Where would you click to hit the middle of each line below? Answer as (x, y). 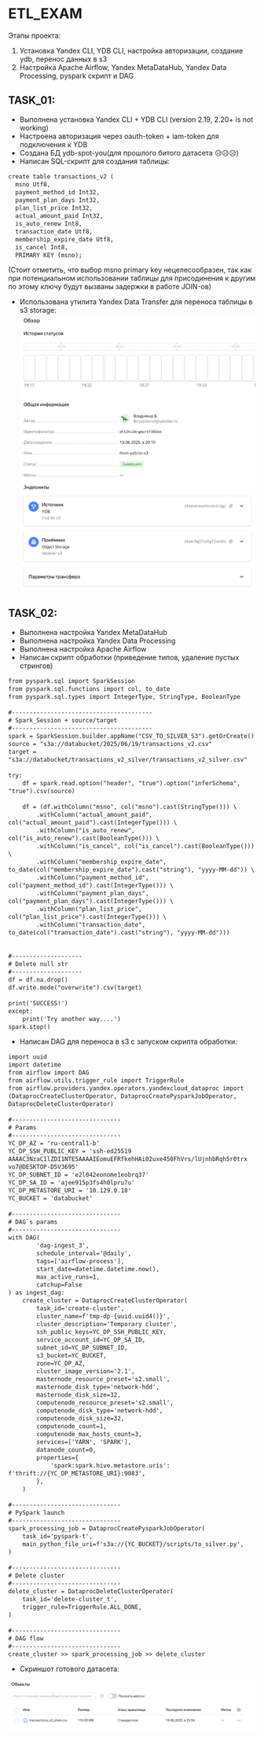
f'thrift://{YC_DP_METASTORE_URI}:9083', (77, 1473)
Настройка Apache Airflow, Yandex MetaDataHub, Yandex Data (123, 67)
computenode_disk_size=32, (81, 1418)
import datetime (35, 1065)
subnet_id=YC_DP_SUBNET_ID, (82, 1348)
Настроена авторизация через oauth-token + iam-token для (119, 136)
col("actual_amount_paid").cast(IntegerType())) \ (93, 822)
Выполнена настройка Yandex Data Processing (97, 641)
